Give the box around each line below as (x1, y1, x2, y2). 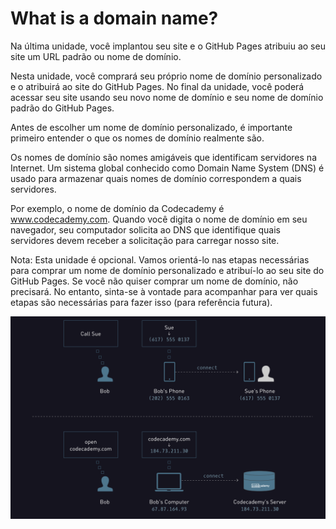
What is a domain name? (10, 7, 219, 30)
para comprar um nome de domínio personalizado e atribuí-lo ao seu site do (10, 264, 325, 276)
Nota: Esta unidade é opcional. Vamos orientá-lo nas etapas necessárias (10, 253, 310, 266)
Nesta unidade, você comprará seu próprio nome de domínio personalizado (10, 70, 323, 82)
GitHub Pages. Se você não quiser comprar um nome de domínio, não (10, 275, 299, 287)
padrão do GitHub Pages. (10, 102, 115, 114)
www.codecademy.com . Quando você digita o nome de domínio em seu (10, 213, 308, 225)
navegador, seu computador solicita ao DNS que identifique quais (10, 223, 281, 236)
